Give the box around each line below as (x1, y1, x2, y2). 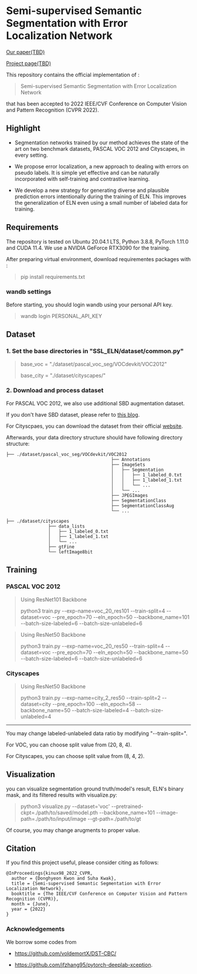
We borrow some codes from (6, 938, 77, 945)
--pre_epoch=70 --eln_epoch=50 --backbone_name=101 (52, 613, 189, 620)
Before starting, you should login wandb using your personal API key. (6, 301, 173, 308)
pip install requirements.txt (20, 273, 85, 280)
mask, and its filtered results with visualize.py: (6, 791, 117, 799)
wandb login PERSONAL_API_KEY (20, 312, 103, 319)
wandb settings (6, 288, 52, 296)
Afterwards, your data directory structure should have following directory (6, 434, 183, 441)
